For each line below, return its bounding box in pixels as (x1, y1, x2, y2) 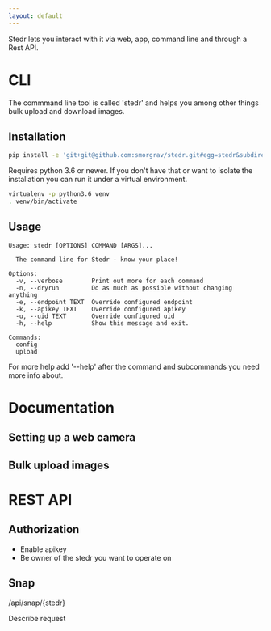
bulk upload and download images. (8, 106, 125, 116)
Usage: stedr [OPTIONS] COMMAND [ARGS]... (8, 241, 153, 249)
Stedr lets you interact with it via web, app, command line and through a (8, 34, 248, 44)
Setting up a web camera (8, 430, 136, 445)
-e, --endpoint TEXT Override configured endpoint (15, 298, 194, 306)
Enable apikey (19, 544, 67, 554)
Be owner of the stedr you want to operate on (19, 553, 172, 562)
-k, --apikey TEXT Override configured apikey (15, 305, 186, 313)
